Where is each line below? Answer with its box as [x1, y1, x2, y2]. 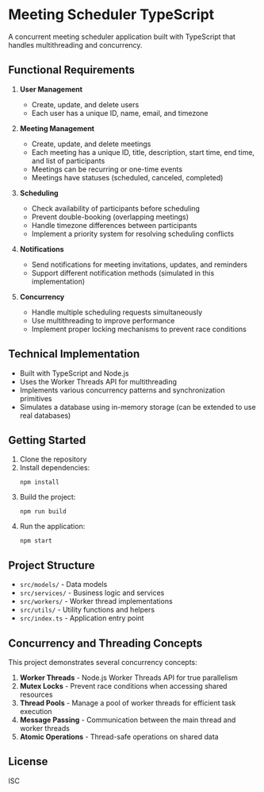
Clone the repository [19, 454, 87, 464]
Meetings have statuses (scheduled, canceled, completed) [31, 172, 224, 182]
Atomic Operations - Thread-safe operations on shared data [19, 732, 220, 741]
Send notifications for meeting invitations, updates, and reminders [31, 260, 248, 269]
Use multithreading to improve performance [31, 315, 175, 325]
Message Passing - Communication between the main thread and [19, 715, 236, 724]
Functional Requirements [8, 64, 135, 77]
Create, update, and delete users [31, 99, 140, 109]
